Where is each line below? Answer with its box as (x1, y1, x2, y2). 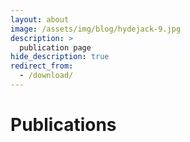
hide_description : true (10, 52, 110, 62)
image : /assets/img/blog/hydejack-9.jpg (10, 24, 182, 34)
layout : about (10, 14, 70, 25)
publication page (19, 42, 92, 53)
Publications (10, 114, 117, 136)
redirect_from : (10, 61, 74, 71)
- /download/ (19, 71, 74, 81)
